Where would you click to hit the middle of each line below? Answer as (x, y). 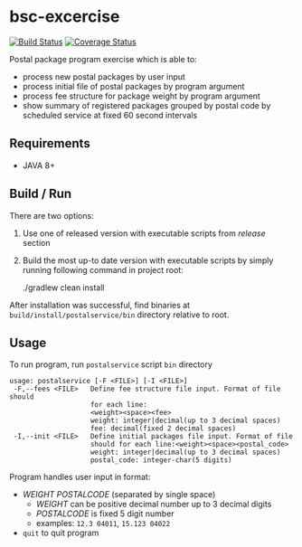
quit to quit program (61, 533)
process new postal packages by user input (104, 76)
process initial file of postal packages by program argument (133, 86)
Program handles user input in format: (80, 477)
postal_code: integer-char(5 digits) (161, 460)
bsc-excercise (65, 17)
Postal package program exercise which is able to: (103, 59)
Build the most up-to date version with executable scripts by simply (148, 260)
